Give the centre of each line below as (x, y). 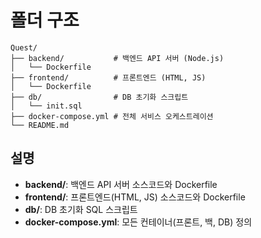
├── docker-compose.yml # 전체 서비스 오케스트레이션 (112, 116)
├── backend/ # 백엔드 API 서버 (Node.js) (117, 58)
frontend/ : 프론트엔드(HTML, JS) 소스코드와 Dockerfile (135, 197)
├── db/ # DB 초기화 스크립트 (99, 97)
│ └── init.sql (46, 106)
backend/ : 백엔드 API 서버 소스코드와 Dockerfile (121, 184)
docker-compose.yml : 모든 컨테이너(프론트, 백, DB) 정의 (138, 222)
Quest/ (24, 47)
